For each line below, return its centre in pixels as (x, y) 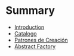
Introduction (29, 27)
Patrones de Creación (41, 40)
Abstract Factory (35, 46)
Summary (30, 11)
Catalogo (25, 33)
